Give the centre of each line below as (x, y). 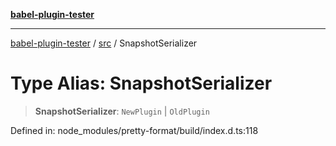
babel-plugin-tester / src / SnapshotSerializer (104, 43)
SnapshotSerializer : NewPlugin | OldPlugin (122, 111)
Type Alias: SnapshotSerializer (141, 83)
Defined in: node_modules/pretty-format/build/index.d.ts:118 (134, 130)
